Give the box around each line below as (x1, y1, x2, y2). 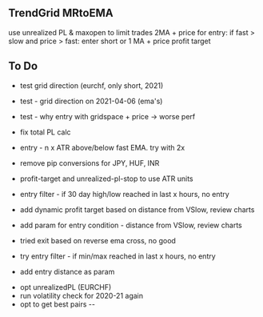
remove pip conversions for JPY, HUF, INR (19, 158, 160, 167)
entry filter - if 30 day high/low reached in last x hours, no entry (19, 189, 229, 199)
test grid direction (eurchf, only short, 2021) (19, 80, 164, 90)
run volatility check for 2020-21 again (19, 291, 144, 300)
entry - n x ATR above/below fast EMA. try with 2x (19, 142, 185, 152)
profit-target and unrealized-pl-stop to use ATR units (19, 174, 193, 183)
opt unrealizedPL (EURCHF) (19, 282, 112, 291)
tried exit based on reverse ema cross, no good (19, 235, 176, 245)
